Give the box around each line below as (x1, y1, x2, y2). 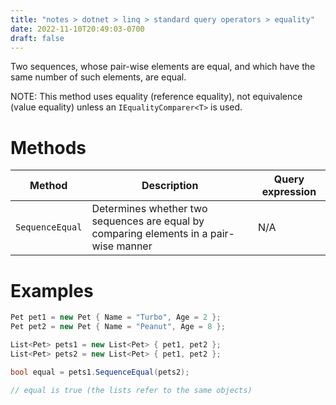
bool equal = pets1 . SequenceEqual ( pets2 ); (10, 367, 190, 377)
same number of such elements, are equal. (10, 71, 187, 83)
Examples (10, 279, 94, 302)
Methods (10, 136, 87, 159)
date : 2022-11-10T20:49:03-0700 (10, 24, 145, 34)
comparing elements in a (91, 227, 208, 241)
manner (116, 239, 153, 253)
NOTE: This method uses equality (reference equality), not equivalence (10, 91, 303, 103)
